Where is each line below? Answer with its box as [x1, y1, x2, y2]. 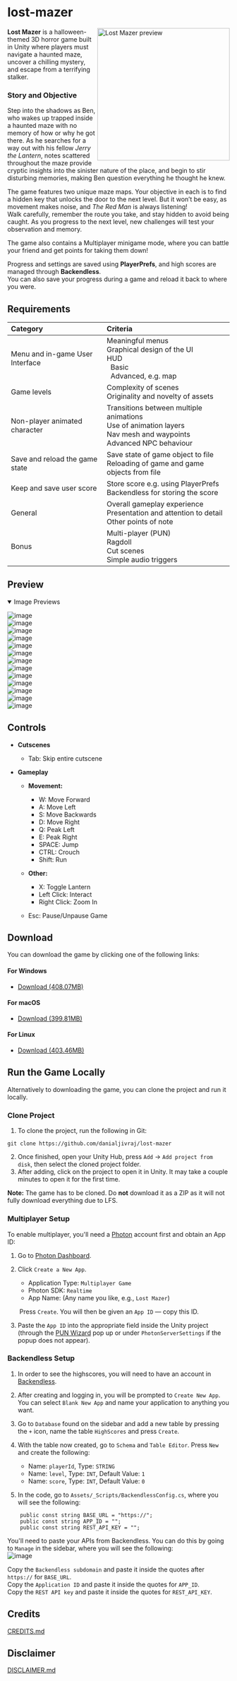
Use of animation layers [107, 421, 185, 431]
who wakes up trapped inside [7, 114, 93, 122]
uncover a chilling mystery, [7, 57, 86, 66]
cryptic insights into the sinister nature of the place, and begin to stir [7, 167, 206, 175]
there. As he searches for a [7, 136, 87, 145]
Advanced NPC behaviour [107, 439, 193, 449]
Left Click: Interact [38, 890, 92, 898]
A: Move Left [38, 802, 76, 811]
